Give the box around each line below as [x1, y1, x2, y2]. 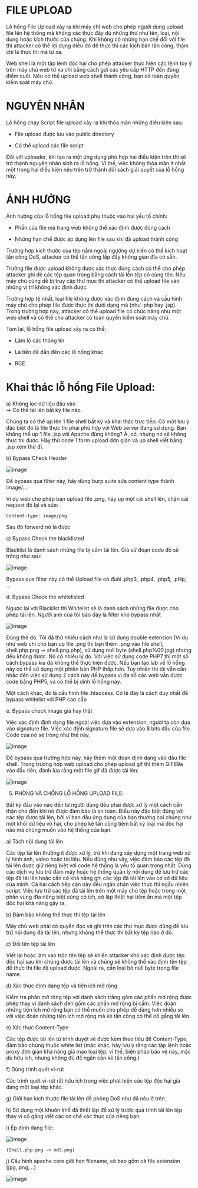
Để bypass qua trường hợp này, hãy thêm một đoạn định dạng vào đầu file [6, 754, 187, 761]
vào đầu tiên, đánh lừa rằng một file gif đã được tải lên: [6, 767, 139, 774]
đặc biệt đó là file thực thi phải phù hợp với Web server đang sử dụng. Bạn [6, 424, 187, 431]
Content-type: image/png [6, 513, 67, 519]
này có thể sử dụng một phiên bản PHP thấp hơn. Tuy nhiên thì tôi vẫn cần [6, 665, 187, 672]
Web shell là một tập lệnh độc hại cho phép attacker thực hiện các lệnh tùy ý [6, 60, 192, 67]
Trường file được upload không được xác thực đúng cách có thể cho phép [6, 265, 186, 272]
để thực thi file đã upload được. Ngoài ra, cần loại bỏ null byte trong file [6, 964, 179, 971]
